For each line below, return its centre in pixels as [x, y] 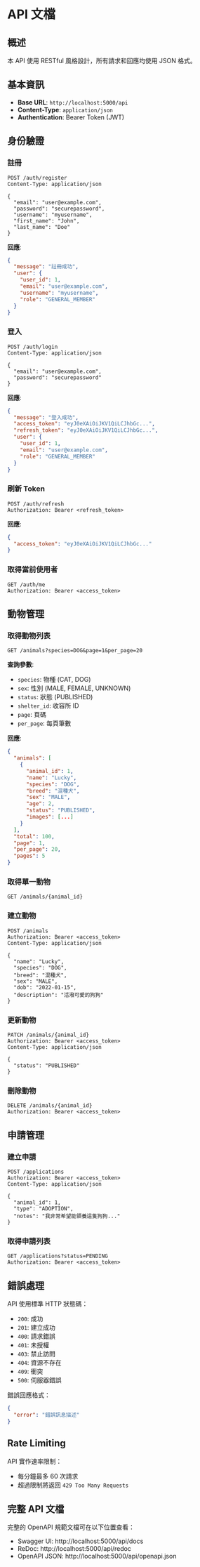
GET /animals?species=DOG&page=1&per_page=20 [75, 651]
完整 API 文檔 [36, 1509]
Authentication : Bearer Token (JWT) [71, 117]
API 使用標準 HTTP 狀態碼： [48, 1304]
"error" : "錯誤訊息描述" [47, 1415]
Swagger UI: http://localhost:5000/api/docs [80, 1541]
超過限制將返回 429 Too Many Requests [73, 1485]
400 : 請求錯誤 [36, 1336]
